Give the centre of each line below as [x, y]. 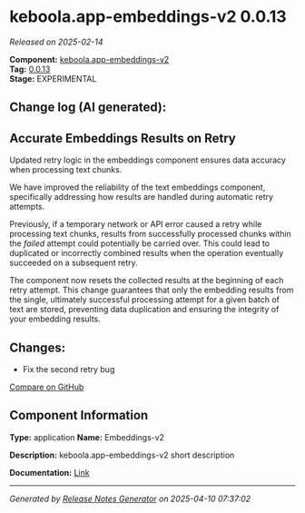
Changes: [38, 347]
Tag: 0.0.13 [30, 69]
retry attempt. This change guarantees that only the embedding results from [152, 290]
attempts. [27, 207]
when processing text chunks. [66, 170]
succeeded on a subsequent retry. [74, 263]
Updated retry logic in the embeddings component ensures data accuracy [148, 160]
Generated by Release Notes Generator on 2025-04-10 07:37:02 [130, 498]
